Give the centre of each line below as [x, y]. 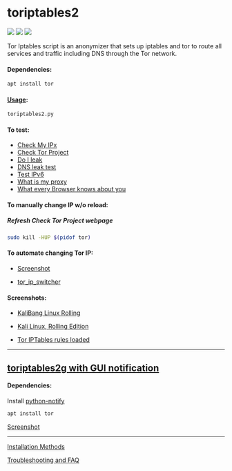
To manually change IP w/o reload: [58, 204]
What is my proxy [42, 182]
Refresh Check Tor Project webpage [60, 221]
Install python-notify [36, 401]
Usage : [18, 99]
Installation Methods [36, 446]
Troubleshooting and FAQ [43, 460]
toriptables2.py [30, 114]
